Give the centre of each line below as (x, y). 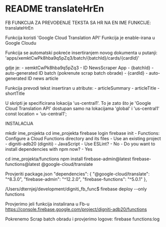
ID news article (43, 78)
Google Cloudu (21, 43)
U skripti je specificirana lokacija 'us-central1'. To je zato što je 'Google (78, 103)
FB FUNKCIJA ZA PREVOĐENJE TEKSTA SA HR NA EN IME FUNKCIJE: (78, 23)
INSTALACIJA (19, 123)
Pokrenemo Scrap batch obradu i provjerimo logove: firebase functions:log (82, 219)
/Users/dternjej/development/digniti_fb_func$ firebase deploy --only (76, 189)
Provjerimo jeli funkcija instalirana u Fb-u (47, 204)
